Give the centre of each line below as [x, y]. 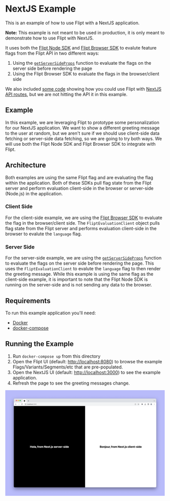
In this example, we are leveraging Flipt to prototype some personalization [82, 122]
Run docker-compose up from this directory [56, 356]
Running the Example [40, 344]
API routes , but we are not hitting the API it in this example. [66, 94]
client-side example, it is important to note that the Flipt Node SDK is [77, 279]
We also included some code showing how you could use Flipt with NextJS [83, 89]
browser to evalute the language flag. [44, 234]
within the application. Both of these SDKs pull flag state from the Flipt [78, 183]
